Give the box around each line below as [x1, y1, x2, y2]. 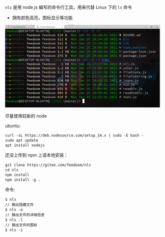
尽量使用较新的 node [5, 113, 47, 119]
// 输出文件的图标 [5, 222, 38, 228]
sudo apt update [5, 137, 38, 143]
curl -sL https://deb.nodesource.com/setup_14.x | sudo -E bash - [5, 133, 144, 138]
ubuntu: [5, 123, 21, 129]
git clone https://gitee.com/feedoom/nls [5, 162, 91, 168]
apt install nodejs [5, 142, 45, 148]
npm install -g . [5, 177, 41, 182]
